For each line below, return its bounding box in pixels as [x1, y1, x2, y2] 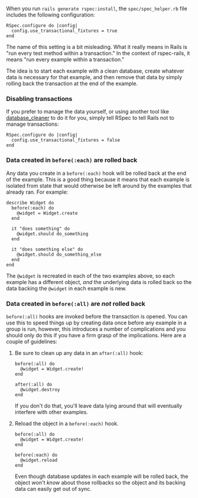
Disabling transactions [6, 95, 73, 103]
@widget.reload [20, 457, 58, 463]
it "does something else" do [11, 246, 83, 252]
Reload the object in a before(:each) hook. [14, 419, 119, 427]
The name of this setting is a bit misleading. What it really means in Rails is [6, 44, 187, 50]
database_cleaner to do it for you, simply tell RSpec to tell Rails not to [6, 115, 174, 122]
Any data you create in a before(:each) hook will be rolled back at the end [6, 170, 187, 177]
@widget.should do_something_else [17, 251, 102, 258]
